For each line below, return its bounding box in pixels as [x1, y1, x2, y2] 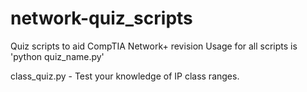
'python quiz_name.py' [10, 50, 105, 62]
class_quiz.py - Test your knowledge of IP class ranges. [10, 70, 240, 82]
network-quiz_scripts [10, 7, 193, 30]
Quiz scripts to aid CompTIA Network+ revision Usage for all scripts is [10, 40, 298, 52]
